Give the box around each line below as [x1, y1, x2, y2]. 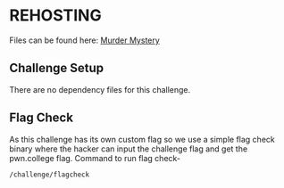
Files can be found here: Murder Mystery [9, 35, 161, 45]
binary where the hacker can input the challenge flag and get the [9, 143, 248, 154]
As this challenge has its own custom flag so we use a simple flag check [9, 134, 275, 144]
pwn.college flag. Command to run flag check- [9, 152, 181, 163]
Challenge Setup [9, 61, 104, 76]
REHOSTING [9, 5, 102, 26]
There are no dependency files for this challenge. [9, 84, 191, 94]
